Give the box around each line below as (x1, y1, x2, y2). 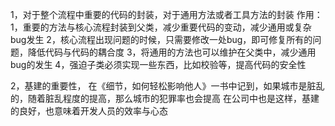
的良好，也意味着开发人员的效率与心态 (10, 105, 168, 117)
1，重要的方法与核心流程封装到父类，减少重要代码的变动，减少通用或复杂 (10, 21, 312, 33)
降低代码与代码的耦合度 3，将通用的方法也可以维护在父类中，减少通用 (27, 46, 317, 58)
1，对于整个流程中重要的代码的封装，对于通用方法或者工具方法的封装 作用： (10, 9, 323, 20)
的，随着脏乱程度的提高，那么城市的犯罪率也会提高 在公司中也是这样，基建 (10, 93, 320, 104)
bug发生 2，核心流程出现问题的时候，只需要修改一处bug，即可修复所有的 (10, 34, 313, 45)
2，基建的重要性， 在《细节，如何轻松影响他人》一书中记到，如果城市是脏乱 (10, 80, 325, 92)
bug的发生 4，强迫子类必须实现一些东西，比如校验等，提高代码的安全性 (10, 59, 307, 70)
